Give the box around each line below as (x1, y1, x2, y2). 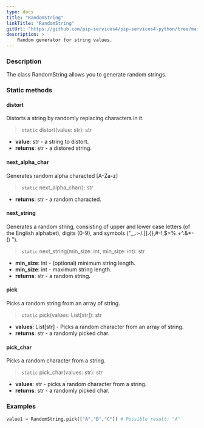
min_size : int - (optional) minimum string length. (15, 259, 135, 267)
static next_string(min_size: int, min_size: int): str (21, 247, 145, 255)
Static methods (6, 86, 53, 95)
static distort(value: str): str (21, 126, 92, 134)
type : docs (6, 8, 34, 15)
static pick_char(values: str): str (21, 369, 103, 376)
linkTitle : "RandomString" (6, 20, 75, 26)
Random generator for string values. (17, 37, 113, 43)
